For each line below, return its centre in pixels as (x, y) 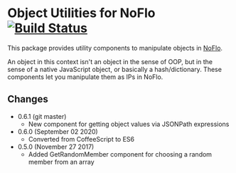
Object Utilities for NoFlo (81, 13)
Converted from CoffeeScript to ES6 (81, 139)
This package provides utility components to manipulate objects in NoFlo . (115, 48)
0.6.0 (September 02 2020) (58, 131)
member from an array (61, 162)
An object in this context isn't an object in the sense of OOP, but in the (110, 61)
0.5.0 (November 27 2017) (56, 147)
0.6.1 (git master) (42, 116)
